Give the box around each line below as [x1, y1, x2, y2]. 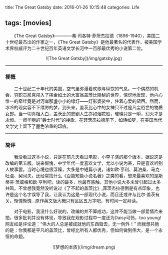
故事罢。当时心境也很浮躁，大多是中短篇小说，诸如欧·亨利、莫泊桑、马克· [9, 166, 161, 172]
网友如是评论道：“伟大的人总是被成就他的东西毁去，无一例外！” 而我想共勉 [5, 221, 159, 227]
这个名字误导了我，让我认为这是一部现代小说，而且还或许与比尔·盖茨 [13, 191, 156, 197]
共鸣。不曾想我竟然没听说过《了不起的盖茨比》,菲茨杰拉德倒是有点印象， [5, 185, 156, 191]
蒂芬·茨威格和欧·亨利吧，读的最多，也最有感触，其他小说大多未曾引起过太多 [5, 179, 161, 185]
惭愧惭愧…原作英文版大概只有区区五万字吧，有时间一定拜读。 [13, 198, 141, 204]
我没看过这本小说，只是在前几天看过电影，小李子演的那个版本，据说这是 [13, 154, 163, 160]
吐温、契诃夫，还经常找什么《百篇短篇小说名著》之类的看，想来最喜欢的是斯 [5, 173, 163, 179]
